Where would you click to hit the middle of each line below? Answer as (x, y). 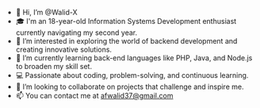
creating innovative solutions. (64, 49)
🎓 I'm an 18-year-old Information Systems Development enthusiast (126, 21)
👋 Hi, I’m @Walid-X (46, 12)
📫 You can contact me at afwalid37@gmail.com (94, 96)
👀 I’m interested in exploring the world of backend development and (126, 41)
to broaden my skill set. (54, 66)
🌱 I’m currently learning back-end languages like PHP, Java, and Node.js (134, 58)
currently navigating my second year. (76, 33)
